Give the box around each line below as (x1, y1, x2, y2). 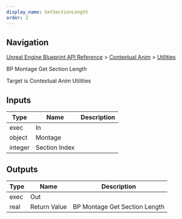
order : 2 (6, 15, 29, 21)
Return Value (30, 202, 67, 211)
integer (9, 143, 30, 152)
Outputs (6, 164, 38, 174)
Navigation (6, 37, 49, 48)
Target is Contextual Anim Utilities (6, 77, 91, 84)
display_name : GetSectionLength (6, 9, 88, 15)
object (9, 133, 27, 142)
